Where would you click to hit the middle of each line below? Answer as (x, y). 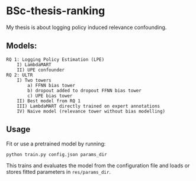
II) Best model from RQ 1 (49, 101)
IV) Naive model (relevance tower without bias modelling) (91, 111)
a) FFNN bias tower (52, 85)
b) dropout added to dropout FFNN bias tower (85, 90)
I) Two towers (34, 80)
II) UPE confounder (41, 70)
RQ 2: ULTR (20, 75)
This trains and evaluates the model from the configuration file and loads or (98, 165)
